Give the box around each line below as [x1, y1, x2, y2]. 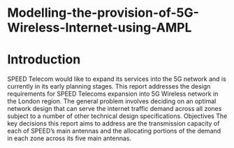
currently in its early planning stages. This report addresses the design [7, 82, 211, 91]
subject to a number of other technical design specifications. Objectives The [7, 112, 228, 120]
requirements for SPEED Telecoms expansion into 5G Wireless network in [7, 89, 219, 98]
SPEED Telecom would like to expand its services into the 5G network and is [7, 75, 227, 83]
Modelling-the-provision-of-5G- [7, 5, 199, 21]
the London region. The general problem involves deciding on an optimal [7, 97, 217, 105]
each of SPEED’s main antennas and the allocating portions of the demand [7, 127, 221, 135]
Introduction [7, 52, 81, 68]
